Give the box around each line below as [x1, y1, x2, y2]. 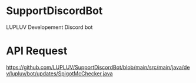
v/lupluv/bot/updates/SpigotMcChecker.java [6, 69, 113, 77]
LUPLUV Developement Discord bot [6, 24, 93, 31]
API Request [6, 44, 68, 58]
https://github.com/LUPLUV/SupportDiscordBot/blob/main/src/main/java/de [6, 64, 190, 71]
